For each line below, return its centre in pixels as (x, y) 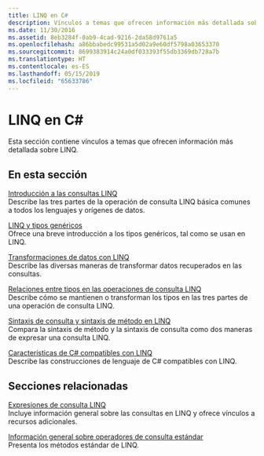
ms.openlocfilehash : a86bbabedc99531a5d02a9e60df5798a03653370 (114, 45)
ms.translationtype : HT (47, 60)
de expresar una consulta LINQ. (59, 337)
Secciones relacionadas (68, 386)
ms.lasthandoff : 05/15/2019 (54, 74)
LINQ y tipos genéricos (45, 225)
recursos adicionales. (43, 421)
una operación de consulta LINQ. (61, 306)
